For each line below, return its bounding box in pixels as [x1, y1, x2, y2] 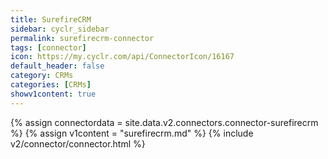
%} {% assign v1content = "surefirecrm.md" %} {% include [10, 127, 254, 139]
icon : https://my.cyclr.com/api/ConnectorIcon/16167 [10, 52, 235, 62]
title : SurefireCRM [10, 14, 92, 25]
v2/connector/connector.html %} [10, 137, 146, 150]
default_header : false [10, 61, 105, 71]
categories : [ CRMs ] [10, 80, 92, 90]
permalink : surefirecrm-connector [10, 33, 155, 43]
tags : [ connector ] [10, 42, 87, 53]
